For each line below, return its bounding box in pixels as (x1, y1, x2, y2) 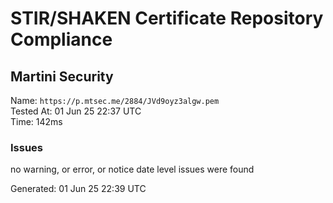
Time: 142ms (10, 116, 63, 127)
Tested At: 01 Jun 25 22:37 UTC (10, 105, 142, 117)
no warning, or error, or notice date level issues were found (10, 163, 255, 176)
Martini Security (10, 68, 114, 85)
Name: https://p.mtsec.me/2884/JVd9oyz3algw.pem (10, 95, 220, 106)
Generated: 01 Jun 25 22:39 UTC (10, 183, 147, 195)
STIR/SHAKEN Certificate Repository (10, 7, 324, 30)
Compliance (10, 28, 113, 51)
